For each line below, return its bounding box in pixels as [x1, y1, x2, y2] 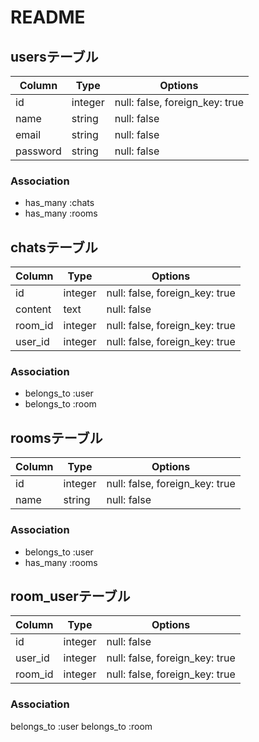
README [10, 6, 86, 29]
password [15, 144, 62, 158]
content [15, 302, 52, 316]
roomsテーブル [10, 429, 103, 446]
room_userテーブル [10, 587, 131, 605]
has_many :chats [24, 197, 95, 209]
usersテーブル [10, 48, 99, 65]
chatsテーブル [10, 239, 98, 256]
